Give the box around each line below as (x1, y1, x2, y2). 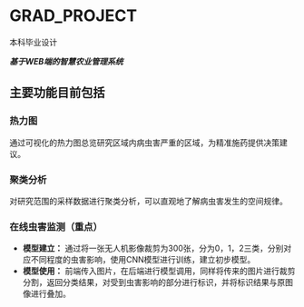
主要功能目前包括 (9, 85, 105, 101)
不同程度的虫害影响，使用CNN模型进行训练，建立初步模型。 (30, 254, 256, 265)
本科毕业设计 (9, 36, 57, 47)
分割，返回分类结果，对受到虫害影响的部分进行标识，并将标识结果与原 (22, 277, 286, 288)
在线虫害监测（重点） (9, 220, 103, 233)
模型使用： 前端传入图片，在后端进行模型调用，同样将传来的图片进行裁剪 (22, 265, 296, 277)
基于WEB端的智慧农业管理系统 (9, 55, 124, 66)
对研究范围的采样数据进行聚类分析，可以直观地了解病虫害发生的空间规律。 (9, 195, 288, 206)
